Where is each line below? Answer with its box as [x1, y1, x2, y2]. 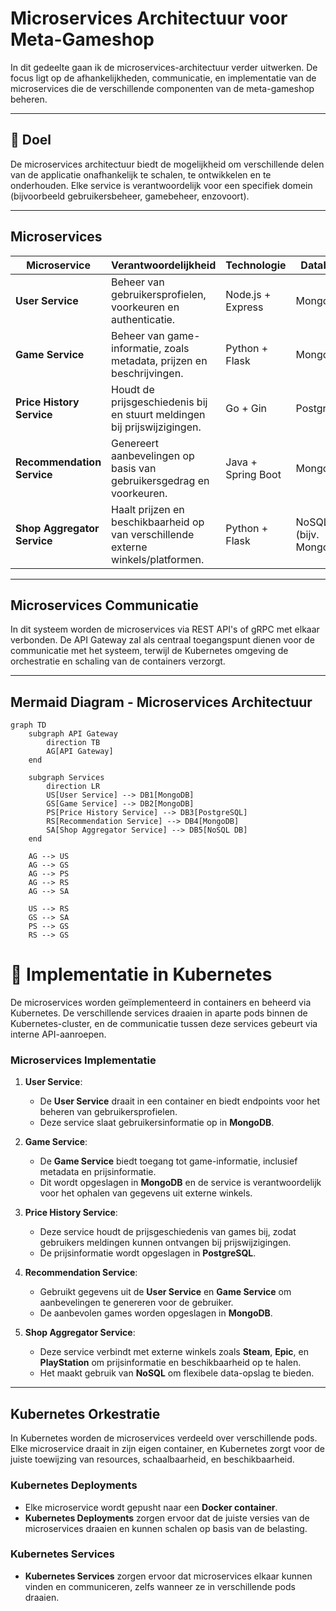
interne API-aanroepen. [10, 1028, 107, 1041]
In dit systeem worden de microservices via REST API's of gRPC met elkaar [10, 623, 320, 636]
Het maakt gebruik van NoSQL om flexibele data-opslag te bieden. [39, 1367, 315, 1379]
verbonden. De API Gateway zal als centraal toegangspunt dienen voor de [10, 634, 315, 646]
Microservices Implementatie [10, 1053, 157, 1067]
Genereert [111, 436, 160, 450]
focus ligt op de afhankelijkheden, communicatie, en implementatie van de [10, 72, 317, 84]
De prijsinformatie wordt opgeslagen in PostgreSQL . [39, 1247, 257, 1259]
